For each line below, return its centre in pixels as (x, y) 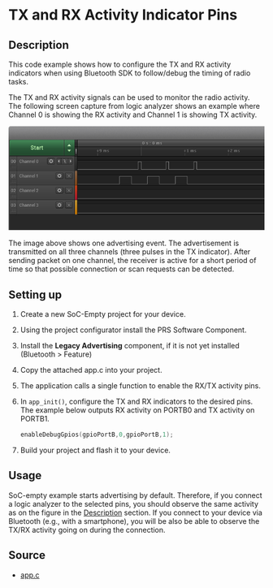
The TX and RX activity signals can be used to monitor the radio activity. (129, 97)
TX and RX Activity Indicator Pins (123, 15)
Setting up (35, 294)
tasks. (19, 82)
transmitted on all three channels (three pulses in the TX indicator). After (130, 252)
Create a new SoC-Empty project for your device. (103, 314)
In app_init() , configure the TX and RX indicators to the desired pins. (136, 402)
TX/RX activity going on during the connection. (87, 530)
